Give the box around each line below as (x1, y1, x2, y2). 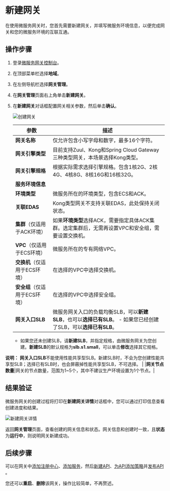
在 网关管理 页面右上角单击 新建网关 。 (12, 92, 89, 98)
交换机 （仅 (15, 259, 41, 266)
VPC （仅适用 (15, 241, 47, 249)
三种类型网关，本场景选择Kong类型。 (53, 154, 142, 161)
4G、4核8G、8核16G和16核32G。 (53, 171, 137, 178)
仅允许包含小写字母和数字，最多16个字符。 (53, 137, 156, 144)
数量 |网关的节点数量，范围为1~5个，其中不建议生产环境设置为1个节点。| (5, 367, 155, 374)
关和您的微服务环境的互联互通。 (5, 28, 72, 35)
